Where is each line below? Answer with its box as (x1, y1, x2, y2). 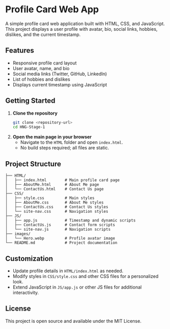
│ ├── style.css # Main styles (5, 195, 95, 201)
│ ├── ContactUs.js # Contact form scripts (5, 223, 115, 228)
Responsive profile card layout (12, 60, 77, 66)
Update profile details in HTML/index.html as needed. (12, 268, 124, 274)
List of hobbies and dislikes (12, 76, 70, 82)
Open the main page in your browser (12, 134, 92, 140)
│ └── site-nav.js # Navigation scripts (5, 227, 111, 232)
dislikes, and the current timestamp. (5, 31, 81, 37)
